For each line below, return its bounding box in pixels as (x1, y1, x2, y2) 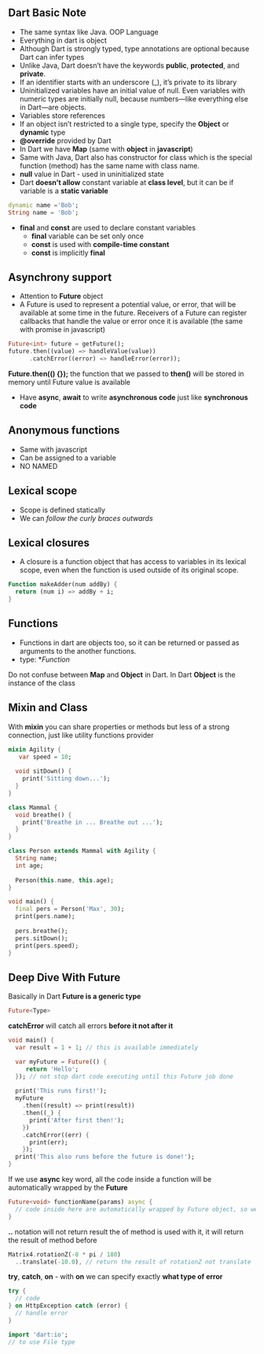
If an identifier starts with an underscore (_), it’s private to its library (19, 77, 237, 87)
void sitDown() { (15, 767, 72, 776)
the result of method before (8, 1235, 97, 1245)
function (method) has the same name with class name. (19, 160, 200, 170)
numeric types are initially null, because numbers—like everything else (19, 94, 249, 103)
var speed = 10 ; (18, 753, 72, 761)
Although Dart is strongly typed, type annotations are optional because (19, 43, 250, 53)
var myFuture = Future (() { (15, 1057, 108, 1065)
